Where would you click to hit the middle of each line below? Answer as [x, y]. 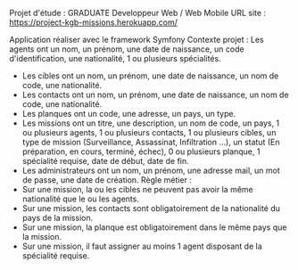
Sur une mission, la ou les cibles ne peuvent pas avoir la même [138, 189]
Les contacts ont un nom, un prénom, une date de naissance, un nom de [155, 94]
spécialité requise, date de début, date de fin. [105, 161]
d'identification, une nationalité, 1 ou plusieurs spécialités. [115, 58]
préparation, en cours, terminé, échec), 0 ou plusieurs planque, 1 [141, 151]
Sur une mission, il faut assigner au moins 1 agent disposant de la [142, 246]
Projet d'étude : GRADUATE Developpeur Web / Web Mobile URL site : [137, 13]
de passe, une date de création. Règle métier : [107, 180]
